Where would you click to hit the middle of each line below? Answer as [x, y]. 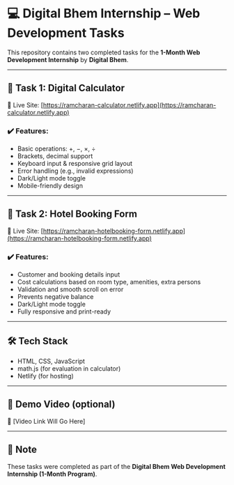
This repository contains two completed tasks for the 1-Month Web [104, 52]
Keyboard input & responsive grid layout [75, 164]
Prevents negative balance [55, 297]
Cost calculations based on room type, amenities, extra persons [109, 282]
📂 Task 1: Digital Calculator [66, 88]
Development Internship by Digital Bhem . [68, 59]
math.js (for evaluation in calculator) [69, 368]
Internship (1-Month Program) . [52, 474]
